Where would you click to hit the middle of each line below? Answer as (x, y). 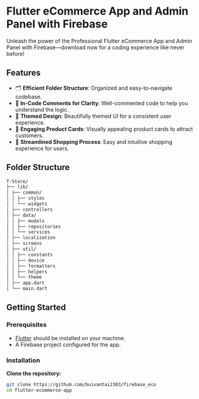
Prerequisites (26, 325)
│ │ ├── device (26, 260)
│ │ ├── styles (26, 199)
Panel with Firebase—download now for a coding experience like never (96, 47)
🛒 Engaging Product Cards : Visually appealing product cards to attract (104, 129)
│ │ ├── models (26, 221)
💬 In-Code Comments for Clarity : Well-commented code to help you (102, 103)
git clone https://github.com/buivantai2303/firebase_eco (81, 385)
